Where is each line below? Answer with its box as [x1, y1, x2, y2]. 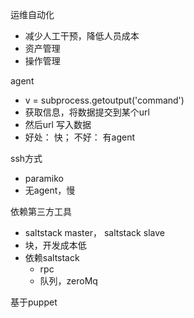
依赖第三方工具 [10, 206, 72, 217]
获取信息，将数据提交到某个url [24, 106, 150, 118]
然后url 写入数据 [24, 119, 92, 130]
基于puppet [10, 296, 58, 308]
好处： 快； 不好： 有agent [24, 131, 136, 143]
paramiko [24, 173, 64, 184]
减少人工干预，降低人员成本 [24, 30, 140, 42]
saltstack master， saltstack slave [24, 227, 165, 238]
